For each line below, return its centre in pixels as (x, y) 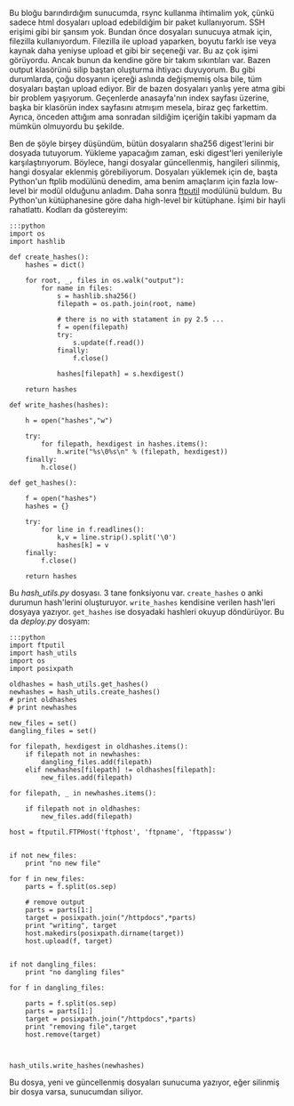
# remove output (56, 902)
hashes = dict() (56, 265)
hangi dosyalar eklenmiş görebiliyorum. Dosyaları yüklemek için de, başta (143, 172)
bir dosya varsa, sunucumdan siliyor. (76, 1092)
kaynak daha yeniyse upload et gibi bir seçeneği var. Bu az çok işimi (134, 51)
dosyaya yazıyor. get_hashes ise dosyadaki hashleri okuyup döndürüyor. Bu (147, 612)
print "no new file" (63, 863)
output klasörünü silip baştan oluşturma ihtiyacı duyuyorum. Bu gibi (132, 69)
